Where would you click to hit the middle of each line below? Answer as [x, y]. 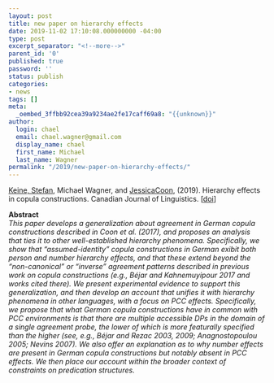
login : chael [38, 129]
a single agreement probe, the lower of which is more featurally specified [131, 327]
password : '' [30, 69]
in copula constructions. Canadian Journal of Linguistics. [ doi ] [113, 199]
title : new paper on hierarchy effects [76, 24]
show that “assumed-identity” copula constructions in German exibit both [133, 250]
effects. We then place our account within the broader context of [117, 362]
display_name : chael [50, 144]
